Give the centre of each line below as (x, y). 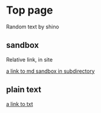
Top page (30, 10)
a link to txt (20, 104)
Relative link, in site (30, 59)
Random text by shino (32, 27)
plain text (24, 90)
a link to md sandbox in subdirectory (50, 71)
